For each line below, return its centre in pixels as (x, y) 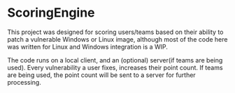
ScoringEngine (51, 13)
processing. (24, 82)
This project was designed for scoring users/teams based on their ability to (115, 32)
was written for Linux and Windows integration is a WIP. (87, 46)
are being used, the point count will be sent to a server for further (101, 75)
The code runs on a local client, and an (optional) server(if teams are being (115, 60)
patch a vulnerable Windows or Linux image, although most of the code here (117, 39)
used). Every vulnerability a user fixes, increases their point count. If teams (115, 67)
